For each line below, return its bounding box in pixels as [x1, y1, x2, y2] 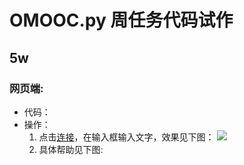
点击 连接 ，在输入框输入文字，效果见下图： [38, 131, 215, 143]
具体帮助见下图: [38, 143, 104, 155]
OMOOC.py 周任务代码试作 [9, 9, 234, 32]
